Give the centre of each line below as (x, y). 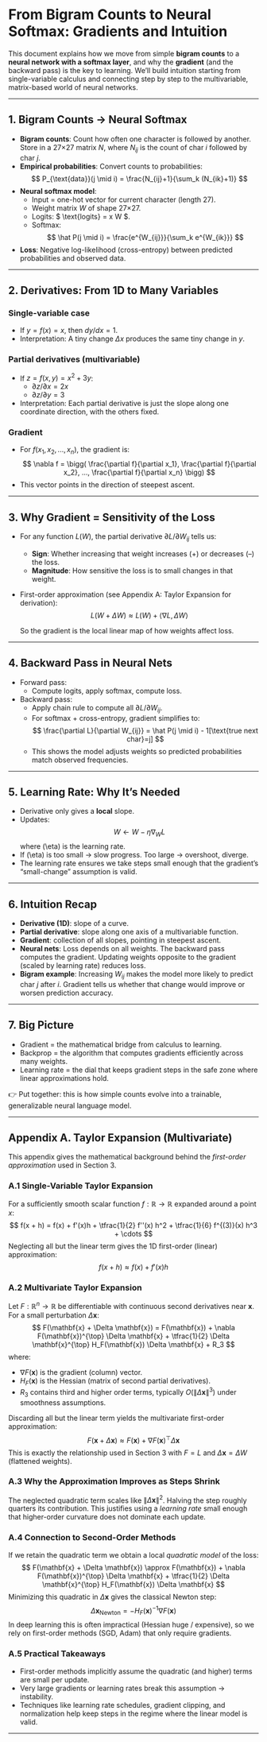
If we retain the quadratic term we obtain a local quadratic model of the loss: (133, 1554)
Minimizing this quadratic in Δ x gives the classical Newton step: (112, 1597)
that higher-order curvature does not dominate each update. (107, 1517)
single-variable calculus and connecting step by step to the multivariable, (128, 79)
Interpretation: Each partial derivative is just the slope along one (124, 404)
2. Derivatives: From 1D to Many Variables (113, 290)
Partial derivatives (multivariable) (74, 359)
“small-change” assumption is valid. (78, 872)
